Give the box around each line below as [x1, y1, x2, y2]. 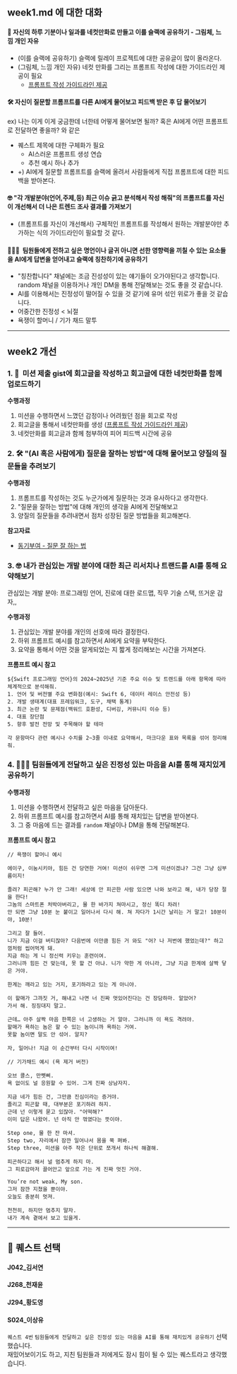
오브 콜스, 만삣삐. [7, 1072, 54, 1079]
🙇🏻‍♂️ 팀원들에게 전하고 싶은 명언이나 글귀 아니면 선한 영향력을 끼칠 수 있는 [7, 246, 208, 255]
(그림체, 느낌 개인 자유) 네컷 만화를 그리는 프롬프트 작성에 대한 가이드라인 [17, 62, 218, 71]
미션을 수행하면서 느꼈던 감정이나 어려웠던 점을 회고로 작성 [17, 411, 178, 419]
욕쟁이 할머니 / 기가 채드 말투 [17, 316, 97, 325]
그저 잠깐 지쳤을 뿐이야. [7, 1185, 69, 1193]
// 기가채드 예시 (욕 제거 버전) [7, 1058, 90, 1066]
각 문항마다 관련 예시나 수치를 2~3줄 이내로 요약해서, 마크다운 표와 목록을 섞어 [7, 735, 209, 742]
